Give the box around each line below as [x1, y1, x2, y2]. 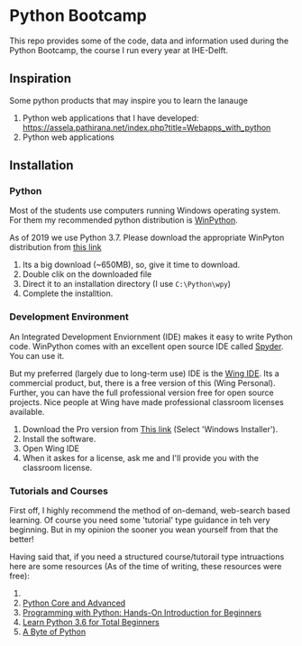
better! [9, 534, 34, 545]
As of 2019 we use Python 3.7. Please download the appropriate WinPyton [9, 232, 285, 244]
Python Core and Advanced [22, 597, 126, 609]
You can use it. [9, 350, 65, 361]
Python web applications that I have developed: [22, 112, 199, 123]
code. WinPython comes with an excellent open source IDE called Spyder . [9, 340, 284, 352]
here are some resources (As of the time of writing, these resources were [9, 561, 282, 572]
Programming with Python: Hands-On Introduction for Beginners [22, 607, 262, 618]
